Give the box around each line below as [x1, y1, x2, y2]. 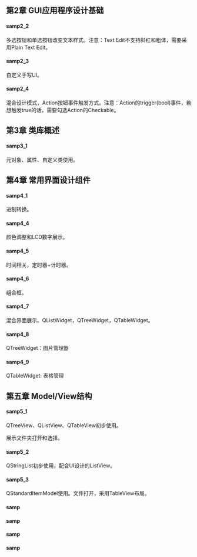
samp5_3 [6, 476, 29, 483]
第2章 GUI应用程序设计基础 [6, 5, 104, 16]
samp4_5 [6, 247, 29, 254]
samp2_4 [6, 85, 29, 93]
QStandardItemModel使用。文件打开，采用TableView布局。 [6, 490, 150, 497]
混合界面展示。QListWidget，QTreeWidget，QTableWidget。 [6, 317, 153, 323]
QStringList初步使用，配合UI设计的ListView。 [6, 462, 116, 469]
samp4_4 [6, 219, 29, 227]
